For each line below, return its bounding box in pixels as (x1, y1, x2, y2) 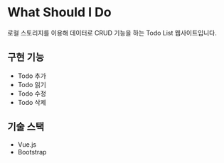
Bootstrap (17, 147, 47, 156)
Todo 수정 (17, 89, 46, 98)
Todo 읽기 (17, 80, 46, 89)
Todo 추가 (17, 72, 46, 80)
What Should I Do (7, 4, 112, 21)
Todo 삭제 (17, 98, 46, 106)
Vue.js (17, 140, 37, 149)
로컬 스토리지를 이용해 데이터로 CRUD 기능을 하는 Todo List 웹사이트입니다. (7, 28, 217, 37)
